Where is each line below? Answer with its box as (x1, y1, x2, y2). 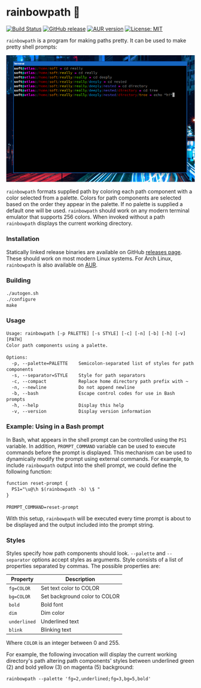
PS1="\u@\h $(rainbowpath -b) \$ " (11, 486, 100, 492)
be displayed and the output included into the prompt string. (6, 521, 154, 528)
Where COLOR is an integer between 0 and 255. (6, 639, 120, 647)
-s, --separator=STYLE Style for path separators (11, 373, 146, 379)
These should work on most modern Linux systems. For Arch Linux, (6, 255, 173, 262)
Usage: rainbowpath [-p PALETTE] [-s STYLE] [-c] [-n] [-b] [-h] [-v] (6, 331, 186, 337)
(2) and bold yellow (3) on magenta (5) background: (6, 663, 134, 671)
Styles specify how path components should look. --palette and (6, 550, 166, 557)
